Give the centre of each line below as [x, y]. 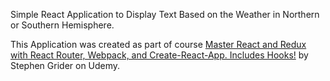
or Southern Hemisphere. [62, 25]
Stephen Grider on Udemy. [65, 65]
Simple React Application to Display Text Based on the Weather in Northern [165, 14]
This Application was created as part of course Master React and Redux [158, 44]
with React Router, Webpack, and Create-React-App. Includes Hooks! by [159, 55]
